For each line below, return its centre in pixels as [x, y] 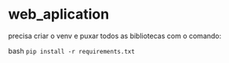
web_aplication [59, 14]
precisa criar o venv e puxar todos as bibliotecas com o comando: [115, 36]
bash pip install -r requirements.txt [72, 51]
